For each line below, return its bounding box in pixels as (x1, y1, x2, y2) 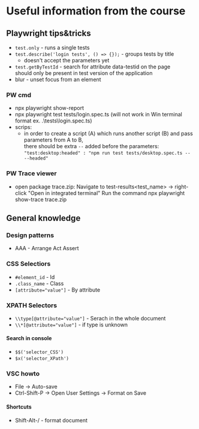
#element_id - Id (14, 273, 55, 280)
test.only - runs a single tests (14, 44, 90, 51)
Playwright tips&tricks (6, 28, 91, 38)
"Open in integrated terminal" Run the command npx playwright (28, 189, 185, 196)
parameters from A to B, (23, 136, 84, 143)
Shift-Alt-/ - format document (14, 416, 88, 424)
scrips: (14, 124, 32, 131)
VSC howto (6, 370, 40, 377)
